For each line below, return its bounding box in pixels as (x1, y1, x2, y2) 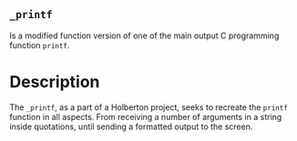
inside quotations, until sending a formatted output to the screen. (9, 121, 253, 132)
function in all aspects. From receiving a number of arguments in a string (9, 111, 282, 122)
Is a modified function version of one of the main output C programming (9, 30, 280, 41)
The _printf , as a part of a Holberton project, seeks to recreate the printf (9, 101, 289, 113)
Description (9, 72, 100, 92)
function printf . (9, 39, 70, 50)
